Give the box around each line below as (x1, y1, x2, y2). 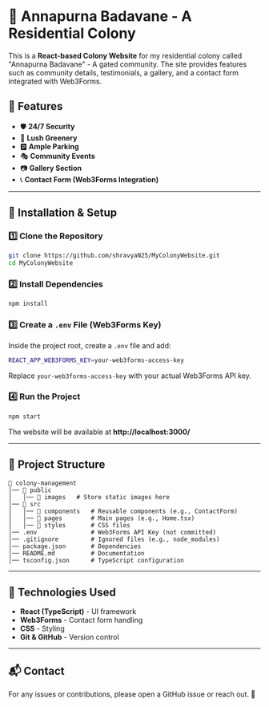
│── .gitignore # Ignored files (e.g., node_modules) (8, 535, 220, 543)
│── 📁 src (8, 500, 42, 508)
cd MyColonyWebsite (8, 259, 74, 267)
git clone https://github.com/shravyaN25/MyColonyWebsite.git (8, 252, 220, 260)
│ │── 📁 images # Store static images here (8, 493, 171, 501)
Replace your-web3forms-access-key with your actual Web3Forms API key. (8, 371, 252, 380)
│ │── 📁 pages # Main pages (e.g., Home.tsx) (8, 514, 195, 522)
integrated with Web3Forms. (8, 76, 102, 86)
